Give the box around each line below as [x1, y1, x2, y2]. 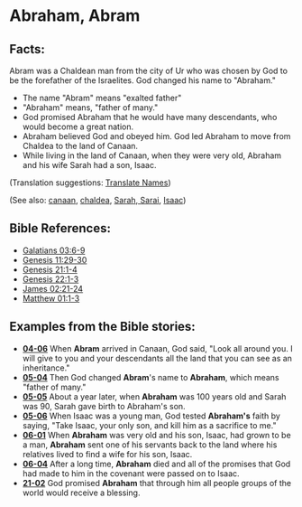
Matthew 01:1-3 [22, 293, 80, 304]
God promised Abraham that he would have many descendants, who [22, 112, 278, 122]
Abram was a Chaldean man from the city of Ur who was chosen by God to [9, 65, 288, 76]
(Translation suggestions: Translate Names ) [9, 177, 171, 188]
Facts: [9, 42, 45, 57]
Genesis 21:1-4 [22, 264, 78, 275]
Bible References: [9, 221, 111, 236]
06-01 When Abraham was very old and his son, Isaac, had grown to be [22, 429, 291, 440]
